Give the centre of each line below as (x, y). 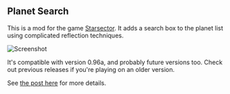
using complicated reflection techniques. (65, 35)
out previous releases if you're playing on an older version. (91, 69)
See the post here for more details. (57, 83)
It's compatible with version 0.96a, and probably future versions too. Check (115, 62)
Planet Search (38, 11)
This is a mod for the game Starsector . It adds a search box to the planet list (115, 28)
